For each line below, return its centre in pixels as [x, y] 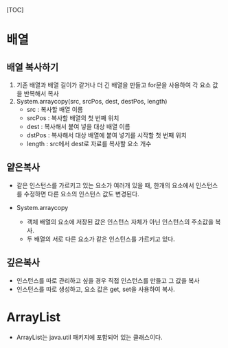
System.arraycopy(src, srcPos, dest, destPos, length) [92, 101]
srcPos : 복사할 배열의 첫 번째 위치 [73, 118]
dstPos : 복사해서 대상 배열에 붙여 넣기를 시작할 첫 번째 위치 [106, 135]
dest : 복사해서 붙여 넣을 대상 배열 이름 [79, 127]
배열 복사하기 [33, 67]
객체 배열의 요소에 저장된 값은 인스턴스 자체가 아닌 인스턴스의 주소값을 [120, 222]
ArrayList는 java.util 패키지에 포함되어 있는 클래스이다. [89, 337]
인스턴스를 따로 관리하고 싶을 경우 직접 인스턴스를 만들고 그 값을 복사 [108, 280]
